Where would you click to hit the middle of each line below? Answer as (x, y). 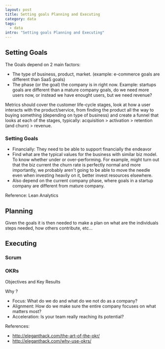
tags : (11, 23)
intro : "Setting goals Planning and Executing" (55, 33)
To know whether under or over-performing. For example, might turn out (86, 160)
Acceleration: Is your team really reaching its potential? (68, 316)
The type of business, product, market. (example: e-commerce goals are (86, 74)
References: (17, 326)
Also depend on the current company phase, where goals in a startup (83, 181)
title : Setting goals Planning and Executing (52, 14)
